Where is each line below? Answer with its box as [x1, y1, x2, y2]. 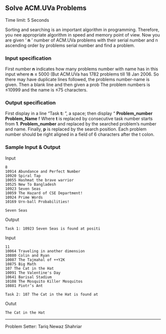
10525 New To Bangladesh [5, 182, 56, 187]
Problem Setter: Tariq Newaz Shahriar [5, 323, 83, 329]
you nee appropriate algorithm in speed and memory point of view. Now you [5, 32, 161, 38]
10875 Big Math [5, 261, 37, 266]
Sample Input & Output [5, 144, 61, 151]
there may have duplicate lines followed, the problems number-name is [5, 77, 150, 83]
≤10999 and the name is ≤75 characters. [5, 87, 88, 93]
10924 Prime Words [5, 195, 43, 200]
